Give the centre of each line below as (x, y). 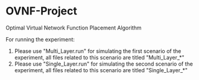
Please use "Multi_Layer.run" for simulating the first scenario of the (98, 51)
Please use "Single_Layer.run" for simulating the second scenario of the (104, 64)
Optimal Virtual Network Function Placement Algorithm (74, 28)
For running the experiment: (40, 39)
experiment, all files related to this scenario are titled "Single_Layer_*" (101, 70)
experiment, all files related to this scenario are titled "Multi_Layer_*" (99, 57)
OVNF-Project (42, 11)
